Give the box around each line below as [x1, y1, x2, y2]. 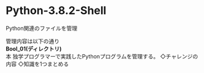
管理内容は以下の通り [6, 37, 59, 44]
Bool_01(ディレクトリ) [6, 45, 62, 52]
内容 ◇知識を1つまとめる [6, 60, 69, 68]
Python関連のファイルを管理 [6, 24, 78, 32]
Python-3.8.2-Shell [6, 4, 107, 18]
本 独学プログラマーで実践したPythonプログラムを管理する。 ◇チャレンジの [6, 52, 198, 60]
